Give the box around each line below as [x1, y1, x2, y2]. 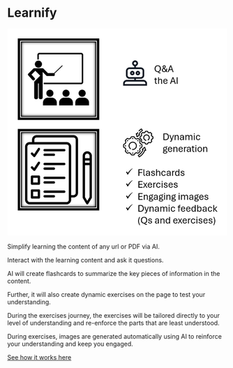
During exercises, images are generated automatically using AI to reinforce [7, 332, 222, 340]
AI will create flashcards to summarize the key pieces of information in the [7, 269, 220, 277]
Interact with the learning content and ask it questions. [7, 256, 164, 264]
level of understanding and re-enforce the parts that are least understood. [7, 318, 220, 327]
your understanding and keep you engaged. [7, 339, 134, 348]
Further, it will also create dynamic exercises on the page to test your [7, 290, 206, 298]
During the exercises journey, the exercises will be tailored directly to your [7, 311, 220, 319]
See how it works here [7, 353, 72, 361]
